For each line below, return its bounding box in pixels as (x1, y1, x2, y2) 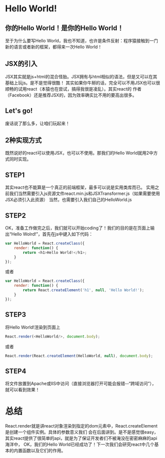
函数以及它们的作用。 (22, 448, 66, 454)
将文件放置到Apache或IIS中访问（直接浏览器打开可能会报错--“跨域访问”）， (5, 381, 157, 387)
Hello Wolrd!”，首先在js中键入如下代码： (11, 231, 94, 237)
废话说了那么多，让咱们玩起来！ (5, 120, 70, 126)
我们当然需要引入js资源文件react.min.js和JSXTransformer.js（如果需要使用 (9, 190, 160, 197)
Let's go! (5, 107, 33, 115)
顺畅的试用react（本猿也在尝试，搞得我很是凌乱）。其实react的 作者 (5, 86, 142, 92)
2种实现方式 (5, 136, 42, 145)
